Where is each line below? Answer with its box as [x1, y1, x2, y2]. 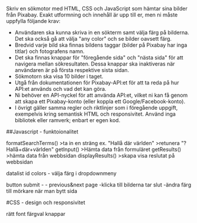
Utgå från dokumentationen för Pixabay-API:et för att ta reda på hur [14, 79, 179, 86]
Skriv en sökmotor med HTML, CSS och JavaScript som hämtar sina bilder [6, 5, 188, 12]
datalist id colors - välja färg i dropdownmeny [6, 170, 117, 176]
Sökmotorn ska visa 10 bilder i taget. [14, 73, 104, 80]
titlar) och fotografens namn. [14, 48, 85, 55]
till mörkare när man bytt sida [6, 188, 77, 194]
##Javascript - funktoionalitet [6, 128, 79, 135]
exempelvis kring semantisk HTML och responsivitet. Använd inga [14, 110, 176, 117]
